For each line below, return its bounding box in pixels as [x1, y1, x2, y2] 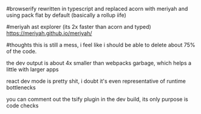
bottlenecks [6, 84, 36, 91]
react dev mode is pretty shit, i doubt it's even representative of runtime [6, 78, 186, 84]
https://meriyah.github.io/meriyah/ [6, 30, 92, 37]
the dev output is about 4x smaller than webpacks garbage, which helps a [6, 60, 192, 66]
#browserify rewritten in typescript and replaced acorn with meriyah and [6, 5, 188, 12]
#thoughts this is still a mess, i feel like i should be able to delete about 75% [6, 42, 196, 48]
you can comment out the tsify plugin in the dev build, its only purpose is [6, 96, 188, 103]
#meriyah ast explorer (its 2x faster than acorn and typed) [6, 24, 152, 30]
